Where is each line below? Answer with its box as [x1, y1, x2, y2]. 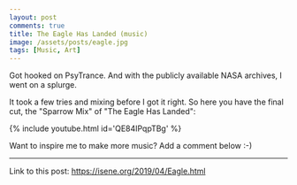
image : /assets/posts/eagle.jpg [9, 37, 128, 47]
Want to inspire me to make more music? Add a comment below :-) [9, 141, 253, 151]
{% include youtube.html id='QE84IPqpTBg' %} [9, 123, 182, 134]
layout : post [9, 12, 57, 22]
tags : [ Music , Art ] [9, 46, 81, 55]
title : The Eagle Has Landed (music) [9, 29, 148, 38]
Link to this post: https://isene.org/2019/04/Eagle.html [9, 166, 206, 177]
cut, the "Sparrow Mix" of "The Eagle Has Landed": [9, 106, 196, 117]
